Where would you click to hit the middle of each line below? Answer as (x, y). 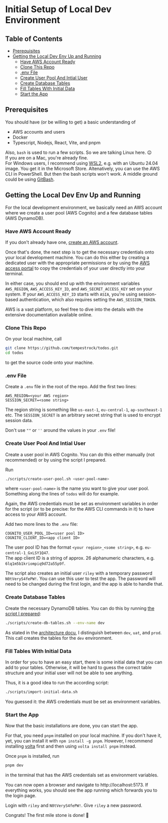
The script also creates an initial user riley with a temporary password (79, 573)
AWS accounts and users (39, 132)
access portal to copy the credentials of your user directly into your (75, 268)
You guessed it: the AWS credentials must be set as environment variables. (83, 702)
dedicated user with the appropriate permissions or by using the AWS (77, 263)
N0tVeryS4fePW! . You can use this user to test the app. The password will (80, 579)
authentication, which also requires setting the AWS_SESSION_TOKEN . (88, 299)
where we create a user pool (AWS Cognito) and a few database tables (79, 213)
